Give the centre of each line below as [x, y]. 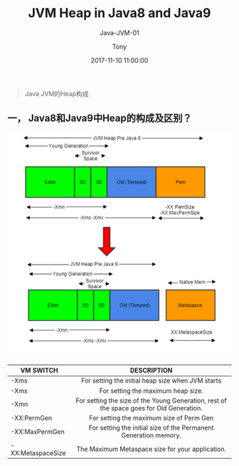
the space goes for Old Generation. [151, 408]
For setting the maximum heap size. [152, 391]
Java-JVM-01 [119, 33]
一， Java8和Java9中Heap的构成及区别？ [100, 118]
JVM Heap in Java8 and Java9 [119, 13]
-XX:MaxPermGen [38, 431]
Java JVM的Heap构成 [57, 93]
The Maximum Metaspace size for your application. [151, 449]
